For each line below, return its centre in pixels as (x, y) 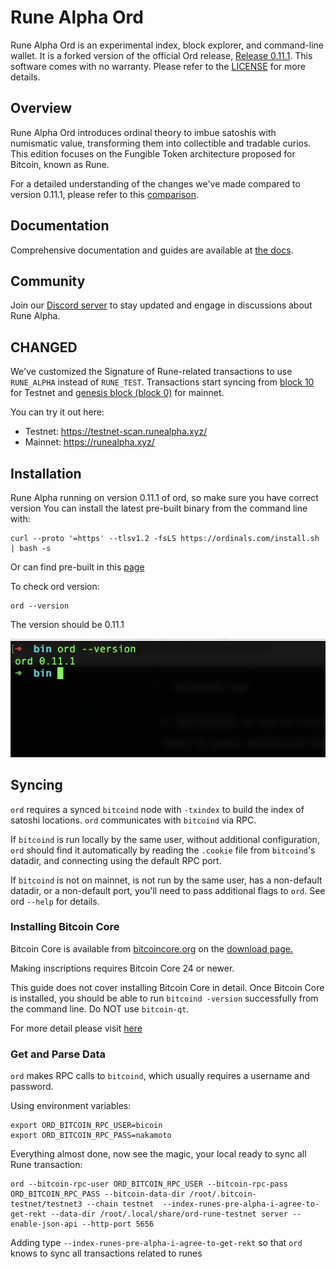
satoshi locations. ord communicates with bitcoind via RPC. (133, 820)
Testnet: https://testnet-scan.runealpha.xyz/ (116, 432)
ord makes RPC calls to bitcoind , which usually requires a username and (160, 1076)
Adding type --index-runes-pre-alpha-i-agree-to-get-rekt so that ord (156, 1243)
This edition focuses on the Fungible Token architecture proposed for (153, 153)
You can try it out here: (57, 412)
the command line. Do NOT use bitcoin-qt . (100, 1008)
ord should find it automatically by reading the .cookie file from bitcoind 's (163, 850)
